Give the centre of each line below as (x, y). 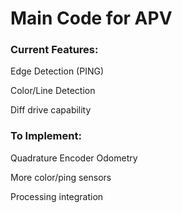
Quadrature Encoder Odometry (74, 158)
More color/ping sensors (61, 177)
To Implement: (46, 136)
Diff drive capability (51, 110)
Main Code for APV (91, 18)
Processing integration (57, 196)
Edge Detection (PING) (57, 71)
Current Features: (54, 50)
